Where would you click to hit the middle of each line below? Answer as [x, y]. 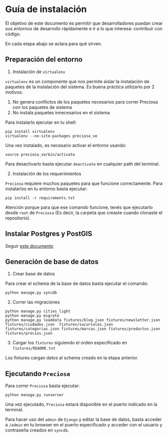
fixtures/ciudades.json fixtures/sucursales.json [59, 325]
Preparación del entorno [44, 60]
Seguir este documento [29, 246]
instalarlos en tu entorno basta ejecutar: [46, 189]
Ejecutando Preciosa [38, 374]
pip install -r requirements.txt [40, 198]
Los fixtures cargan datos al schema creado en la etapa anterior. [72, 358]
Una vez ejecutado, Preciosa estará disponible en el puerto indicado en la [81, 404]
